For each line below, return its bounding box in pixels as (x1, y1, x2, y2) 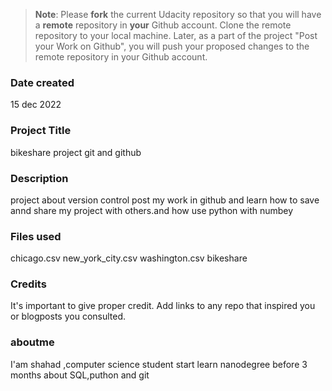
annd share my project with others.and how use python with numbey (10, 204, 294, 216)
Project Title (10, 124, 72, 138)
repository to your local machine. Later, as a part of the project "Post (34, 30, 318, 41)
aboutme (10, 335, 55, 349)
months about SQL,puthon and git (10, 369, 150, 381)
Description (10, 171, 69, 185)
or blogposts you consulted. (10, 310, 127, 323)
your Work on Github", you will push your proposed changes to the (34, 40, 310, 52)
